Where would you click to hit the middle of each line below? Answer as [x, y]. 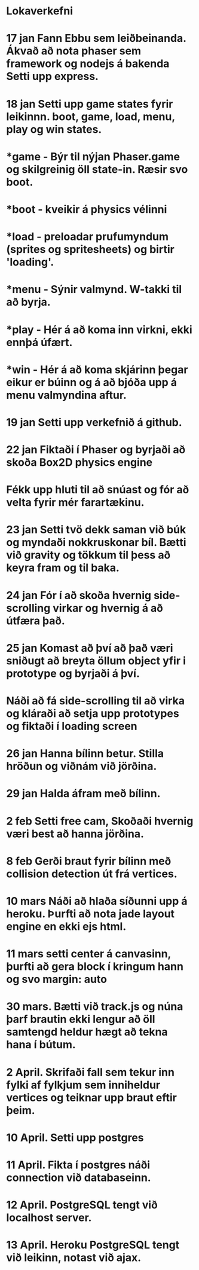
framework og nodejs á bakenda [88, 64]
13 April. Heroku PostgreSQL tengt [93, 1245]
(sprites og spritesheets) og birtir [90, 250]
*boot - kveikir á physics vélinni [87, 209]
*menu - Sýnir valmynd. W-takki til [94, 290]
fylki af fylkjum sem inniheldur [83, 1085]
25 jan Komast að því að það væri [90, 648]
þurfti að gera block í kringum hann [95, 967]
